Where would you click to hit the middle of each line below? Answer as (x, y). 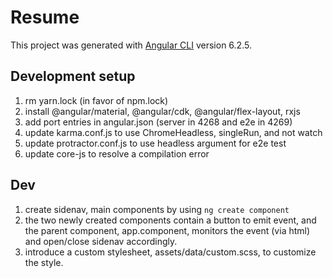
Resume (45, 17)
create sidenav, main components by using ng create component (157, 209)
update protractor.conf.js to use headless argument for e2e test (155, 143)
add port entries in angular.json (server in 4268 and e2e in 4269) (158, 122)
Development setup (73, 76)
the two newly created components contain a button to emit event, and (170, 220)
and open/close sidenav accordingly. (101, 241)
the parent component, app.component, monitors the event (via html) (167, 230)
